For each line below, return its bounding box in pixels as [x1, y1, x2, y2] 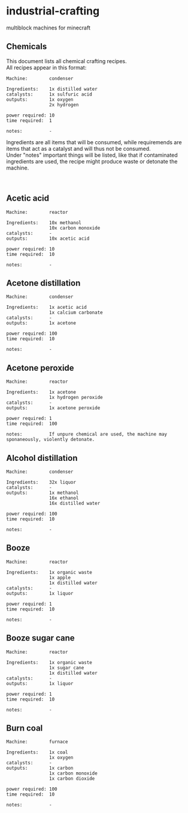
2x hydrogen [48, 102, 79, 108]
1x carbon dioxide [48, 776, 95, 782]
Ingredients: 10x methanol [6, 219, 82, 226]
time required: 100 [6, 421, 58, 427]
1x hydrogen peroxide [48, 395, 103, 401]
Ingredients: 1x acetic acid [6, 305, 87, 311]
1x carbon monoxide [48, 770, 98, 776]
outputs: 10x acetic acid [6, 236, 90, 242]
